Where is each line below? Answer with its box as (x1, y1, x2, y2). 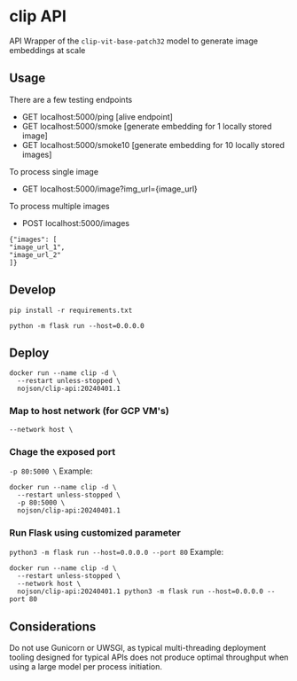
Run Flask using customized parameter (9, 526, 182, 538)
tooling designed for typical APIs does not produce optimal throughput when (9, 652, 289, 662)
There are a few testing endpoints (9, 94, 133, 105)
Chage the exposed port (9, 445, 116, 458)
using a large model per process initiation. (9, 661, 162, 672)
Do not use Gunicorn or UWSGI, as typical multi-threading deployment (9, 643, 267, 654)
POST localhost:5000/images (21, 217, 130, 228)
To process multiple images (9, 200, 110, 211)
